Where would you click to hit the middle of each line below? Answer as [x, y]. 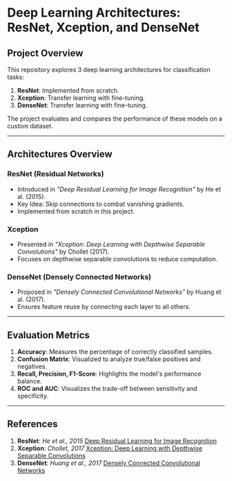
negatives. [32, 367]
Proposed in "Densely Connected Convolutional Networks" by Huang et [119, 292]
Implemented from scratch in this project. [76, 211]
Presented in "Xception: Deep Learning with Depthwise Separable [111, 244]
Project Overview [45, 53]
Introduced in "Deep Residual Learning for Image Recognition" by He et [119, 189]
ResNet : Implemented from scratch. [68, 90]
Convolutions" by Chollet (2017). [63, 252]
